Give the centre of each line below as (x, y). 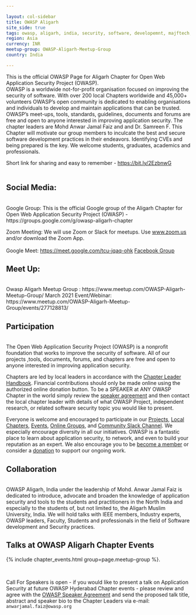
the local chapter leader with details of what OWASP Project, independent (95, 402)
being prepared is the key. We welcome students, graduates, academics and (98, 145)
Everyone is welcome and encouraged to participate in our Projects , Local (95, 420)
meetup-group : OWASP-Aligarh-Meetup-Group (59, 50)
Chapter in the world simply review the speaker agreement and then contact (98, 396)
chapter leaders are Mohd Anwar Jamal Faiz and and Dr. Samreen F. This (94, 126)
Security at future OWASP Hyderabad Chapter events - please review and (95, 588)
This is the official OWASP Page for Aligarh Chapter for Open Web (86, 76)
